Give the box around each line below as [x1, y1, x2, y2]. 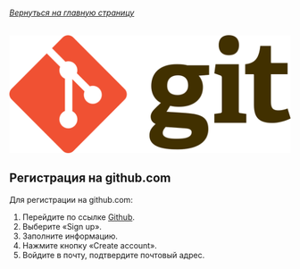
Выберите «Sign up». [21, 221, 103, 231]
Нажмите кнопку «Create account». [21, 240, 158, 250]
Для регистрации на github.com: [9, 194, 134, 205]
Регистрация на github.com [9, 171, 171, 186]
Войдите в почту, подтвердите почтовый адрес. [21, 249, 205, 260]
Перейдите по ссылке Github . [21, 211, 136, 223]
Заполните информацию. [21, 231, 119, 241]
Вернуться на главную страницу [9, 7, 135, 18]
